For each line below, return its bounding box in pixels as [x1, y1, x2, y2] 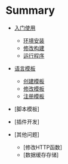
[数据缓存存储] [23, 151, 59, 158]
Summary [5, 4, 55, 17]
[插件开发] [14, 118, 40, 125]
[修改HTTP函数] [23, 144, 63, 151]
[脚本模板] [14, 105, 40, 112]
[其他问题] [14, 130, 40, 138]
